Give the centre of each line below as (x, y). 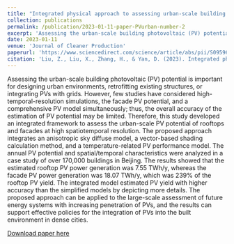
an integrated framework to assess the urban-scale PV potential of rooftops (116, 123)
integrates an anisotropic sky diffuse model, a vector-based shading (105, 138)
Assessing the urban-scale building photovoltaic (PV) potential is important (115, 79)
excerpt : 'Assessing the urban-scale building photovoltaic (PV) (104, 33)
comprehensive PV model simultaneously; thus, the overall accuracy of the (115, 108)
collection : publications (45, 20)
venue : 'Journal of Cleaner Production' (67, 46)
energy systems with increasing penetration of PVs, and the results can (110, 205)
